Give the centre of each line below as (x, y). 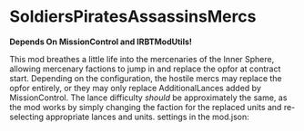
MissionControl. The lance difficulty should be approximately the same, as (148, 98)
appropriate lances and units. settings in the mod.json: (147, 117)
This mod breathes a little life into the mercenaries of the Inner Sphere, (142, 59)
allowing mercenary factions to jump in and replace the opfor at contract (145, 69)
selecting (26, 117)
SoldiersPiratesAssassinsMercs (133, 17)
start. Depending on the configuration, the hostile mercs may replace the (146, 78)
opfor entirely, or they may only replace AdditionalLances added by (136, 88)
